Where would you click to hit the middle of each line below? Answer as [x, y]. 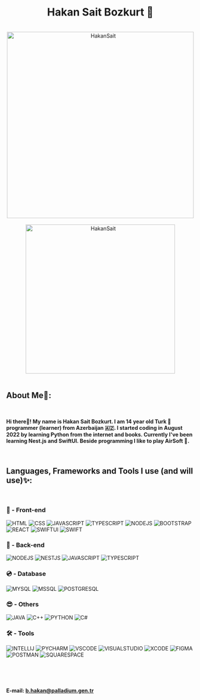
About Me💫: [29, 396]
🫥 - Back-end [25, 545]
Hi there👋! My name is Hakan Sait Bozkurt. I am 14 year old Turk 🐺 [89, 421]
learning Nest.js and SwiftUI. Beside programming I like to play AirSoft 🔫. [98, 441]
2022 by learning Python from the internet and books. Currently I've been [99, 434]
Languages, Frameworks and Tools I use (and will [100, 471]
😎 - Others [22, 605]
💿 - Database [26, 574]
